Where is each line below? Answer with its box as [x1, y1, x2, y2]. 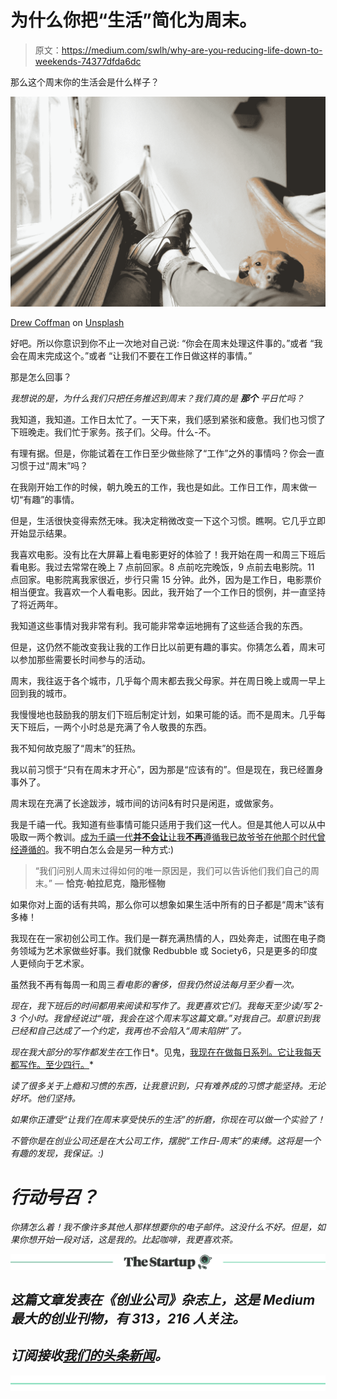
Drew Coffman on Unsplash [10, 316, 125, 328]
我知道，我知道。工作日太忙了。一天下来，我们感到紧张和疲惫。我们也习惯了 [10, 413, 326, 425]
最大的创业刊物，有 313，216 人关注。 [10, 1311, 247, 1328]
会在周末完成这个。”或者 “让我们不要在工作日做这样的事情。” [10, 349, 253, 361]
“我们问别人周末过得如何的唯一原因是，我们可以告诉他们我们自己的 [34, 864, 311, 876]
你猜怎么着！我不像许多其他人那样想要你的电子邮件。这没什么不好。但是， [10, 1221, 317, 1233]
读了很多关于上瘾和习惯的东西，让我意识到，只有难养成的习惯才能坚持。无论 [10, 1079, 326, 1091]
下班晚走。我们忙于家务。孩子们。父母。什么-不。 [10, 426, 217, 438]
